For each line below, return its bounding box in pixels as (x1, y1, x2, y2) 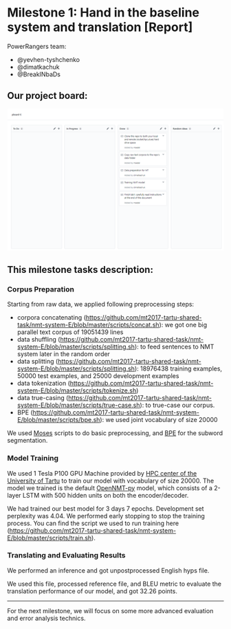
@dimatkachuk (16, 63, 60, 71)
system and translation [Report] (7, 19, 193, 35)
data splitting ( (16, 357, 58, 366)
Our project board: (7, 90, 88, 102)
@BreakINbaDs (16, 70, 60, 78)
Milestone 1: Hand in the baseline (7, 5, 200, 21)
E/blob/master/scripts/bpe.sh (16, 416, 100, 424)
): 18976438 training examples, (134, 364, 222, 373)
